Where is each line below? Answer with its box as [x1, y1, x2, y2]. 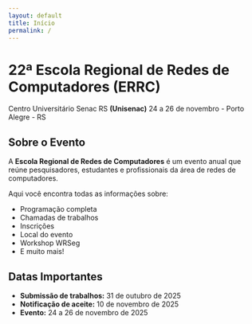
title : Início [8, 19, 56, 27]
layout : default [8, 11, 62, 20]
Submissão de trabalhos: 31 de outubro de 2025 [19, 291, 181, 300]
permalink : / [8, 26, 52, 34]
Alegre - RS [8, 112, 46, 122]
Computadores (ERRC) [8, 77, 161, 96]
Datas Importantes [8, 270, 104, 283]
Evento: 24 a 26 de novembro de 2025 [19, 307, 148, 317]
